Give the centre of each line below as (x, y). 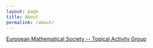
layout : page (22, 11)
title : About (22, 17)
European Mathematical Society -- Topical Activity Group (76, 39)
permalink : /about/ (30, 22)
